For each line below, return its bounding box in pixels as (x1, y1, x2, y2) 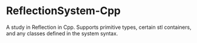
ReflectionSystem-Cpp (6, 4, 121, 18)
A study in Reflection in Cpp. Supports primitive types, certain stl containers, (6, 24, 192, 31)
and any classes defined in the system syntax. (6, 29, 118, 37)
